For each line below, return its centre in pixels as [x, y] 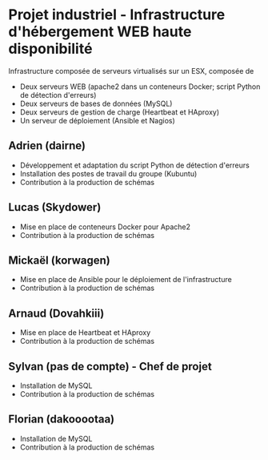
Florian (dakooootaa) [62, 420]
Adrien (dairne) [47, 146]
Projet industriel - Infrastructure [117, 15]
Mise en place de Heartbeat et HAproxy [85, 333]
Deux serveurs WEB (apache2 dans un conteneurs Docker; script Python [140, 87]
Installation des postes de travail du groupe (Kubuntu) [108, 173]
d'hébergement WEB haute [100, 32]
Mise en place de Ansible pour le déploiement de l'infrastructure [126, 280]
